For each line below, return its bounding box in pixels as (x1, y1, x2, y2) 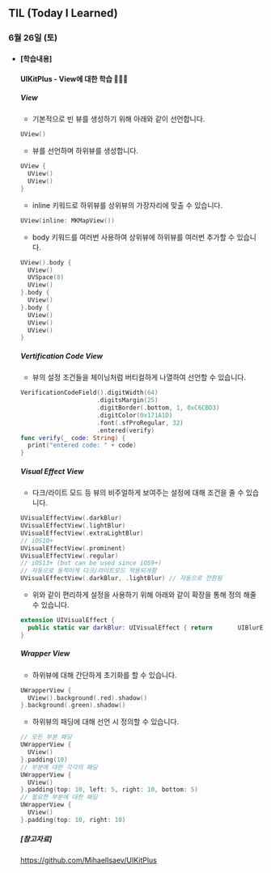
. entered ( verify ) (96, 426, 155, 434)
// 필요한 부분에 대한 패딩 (19, 793, 99, 802)
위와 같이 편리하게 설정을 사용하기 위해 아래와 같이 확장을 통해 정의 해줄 (32, 590, 257, 600)
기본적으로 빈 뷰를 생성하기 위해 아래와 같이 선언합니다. (32, 114, 205, 124)
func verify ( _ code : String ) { (19, 434, 126, 442)
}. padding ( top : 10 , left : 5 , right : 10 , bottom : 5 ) (19, 786, 198, 794)
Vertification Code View (19, 351, 104, 361)
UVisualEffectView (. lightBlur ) (19, 522, 126, 530)
